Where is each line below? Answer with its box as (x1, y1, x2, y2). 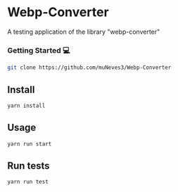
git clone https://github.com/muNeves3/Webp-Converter (7, 64, 172, 71)
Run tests (7, 160, 50, 172)
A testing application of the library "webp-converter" (7, 27, 160, 36)
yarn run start (7, 140, 52, 148)
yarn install (7, 102, 46, 109)
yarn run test (7, 179, 49, 186)
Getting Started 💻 (7, 45, 70, 55)
